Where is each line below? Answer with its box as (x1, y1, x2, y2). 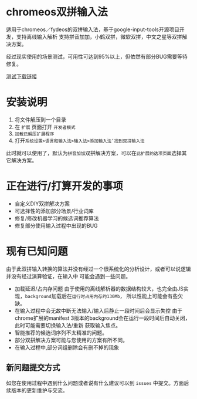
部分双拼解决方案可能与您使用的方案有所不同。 (14, 336, 128, 343)
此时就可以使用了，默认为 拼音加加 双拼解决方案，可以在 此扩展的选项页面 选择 (6, 149, 182, 156)
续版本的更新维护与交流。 (6, 387, 68, 394)
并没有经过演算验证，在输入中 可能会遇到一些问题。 (6, 272, 131, 279)
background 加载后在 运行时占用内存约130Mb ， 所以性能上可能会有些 (25, 292, 178, 299)
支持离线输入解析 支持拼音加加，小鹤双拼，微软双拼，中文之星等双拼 (16, 33, 182, 40)
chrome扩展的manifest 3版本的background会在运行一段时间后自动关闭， (14, 315, 191, 322)
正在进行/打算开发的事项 (6, 180, 123, 193)
